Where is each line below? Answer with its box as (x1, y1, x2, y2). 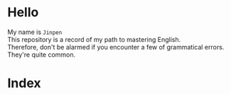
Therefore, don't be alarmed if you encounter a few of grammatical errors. (7, 43, 225, 51)
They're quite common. (7, 50, 76, 59)
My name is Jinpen (7, 28, 63, 36)
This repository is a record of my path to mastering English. (7, 35, 181, 43)
